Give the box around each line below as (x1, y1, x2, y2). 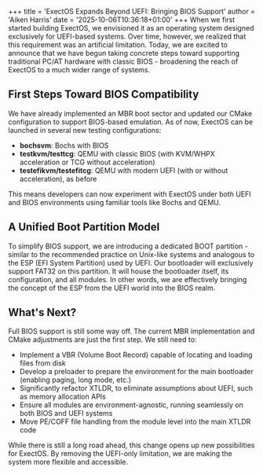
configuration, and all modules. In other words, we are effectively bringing (8, 274, 247, 284)
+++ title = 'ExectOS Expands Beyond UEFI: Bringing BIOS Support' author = (8, 7, 256, 16)
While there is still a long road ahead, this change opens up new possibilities (8, 440, 255, 450)
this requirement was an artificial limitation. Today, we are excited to (8, 40, 228, 50)
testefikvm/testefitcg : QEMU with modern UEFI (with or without (19, 165, 228, 175)
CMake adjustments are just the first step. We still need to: (8, 335, 197, 344)
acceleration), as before (19, 174, 97, 183)
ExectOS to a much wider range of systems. (8, 65, 151, 74)
